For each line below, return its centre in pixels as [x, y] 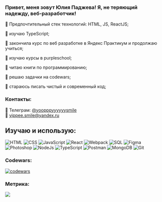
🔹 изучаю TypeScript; [27, 34]
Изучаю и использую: [41, 130]
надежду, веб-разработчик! [41, 13]
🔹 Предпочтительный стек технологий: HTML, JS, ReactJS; [67, 24]
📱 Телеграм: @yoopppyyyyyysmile [41, 110]
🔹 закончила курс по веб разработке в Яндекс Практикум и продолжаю [81, 43]
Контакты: [18, 99]
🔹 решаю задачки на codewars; [38, 77]
